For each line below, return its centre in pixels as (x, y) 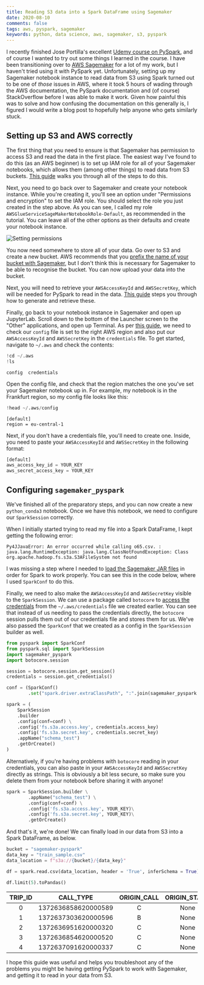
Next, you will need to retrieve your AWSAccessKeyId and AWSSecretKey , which (101, 288)
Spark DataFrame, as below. (42, 838)
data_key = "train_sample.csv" (46, 855)
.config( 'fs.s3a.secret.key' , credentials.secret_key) (88, 733)
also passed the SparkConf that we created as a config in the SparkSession (99, 626)
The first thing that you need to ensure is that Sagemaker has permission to (101, 150)
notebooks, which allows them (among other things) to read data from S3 (98, 169)
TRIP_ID (21, 897)
